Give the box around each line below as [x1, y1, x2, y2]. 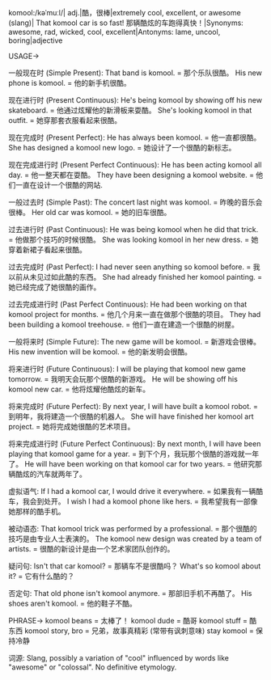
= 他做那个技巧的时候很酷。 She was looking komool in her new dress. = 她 [8, 234, 259, 244]
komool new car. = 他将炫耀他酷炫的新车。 [8, 384, 150, 394]
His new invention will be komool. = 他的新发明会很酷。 [8, 347, 193, 357]
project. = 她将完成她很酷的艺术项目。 [8, 422, 135, 431]
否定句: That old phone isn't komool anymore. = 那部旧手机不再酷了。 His [8, 589, 252, 598]
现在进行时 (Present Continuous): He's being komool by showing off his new [8, 95, 263, 104]
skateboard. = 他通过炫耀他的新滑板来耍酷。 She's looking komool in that [8, 105, 252, 115]
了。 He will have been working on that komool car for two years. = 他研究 [8, 459, 256, 468]
